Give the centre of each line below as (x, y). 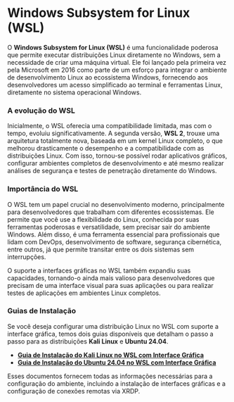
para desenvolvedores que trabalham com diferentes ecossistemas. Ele (111, 212)
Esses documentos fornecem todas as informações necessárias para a (110, 376)
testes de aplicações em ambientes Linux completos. (84, 293)
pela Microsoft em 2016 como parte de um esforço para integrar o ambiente (117, 70)
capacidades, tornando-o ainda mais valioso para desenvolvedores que (111, 278)
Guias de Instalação (42, 311)
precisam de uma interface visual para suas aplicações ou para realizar (111, 285)
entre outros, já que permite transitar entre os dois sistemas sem (101, 249)
